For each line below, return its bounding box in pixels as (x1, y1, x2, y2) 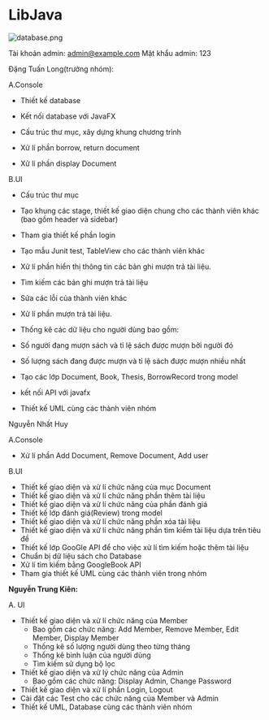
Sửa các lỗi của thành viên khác (20, 293, 128, 302)
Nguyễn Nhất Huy (8, 419, 69, 428)
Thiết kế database (20, 95, 81, 105)
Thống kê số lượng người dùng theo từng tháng (32, 641, 191, 651)
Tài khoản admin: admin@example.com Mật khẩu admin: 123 (8, 48, 211, 58)
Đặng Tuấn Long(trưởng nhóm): (8, 63, 115, 74)
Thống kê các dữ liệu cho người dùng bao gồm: (20, 324, 180, 334)
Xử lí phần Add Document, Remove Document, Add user (20, 450, 209, 460)
